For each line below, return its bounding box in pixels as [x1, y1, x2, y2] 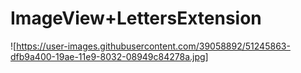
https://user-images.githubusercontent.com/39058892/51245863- [16, 40, 291, 52]
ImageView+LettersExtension [10, 7, 262, 30]
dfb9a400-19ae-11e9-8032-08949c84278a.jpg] [10, 50, 209, 62]
